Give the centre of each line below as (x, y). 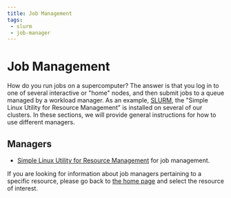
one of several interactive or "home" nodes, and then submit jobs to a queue (116, 93)
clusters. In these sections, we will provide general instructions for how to (112, 115)
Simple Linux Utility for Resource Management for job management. (113, 160)
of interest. (22, 188)
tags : (15, 20)
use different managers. (41, 122)
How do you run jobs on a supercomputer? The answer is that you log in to (113, 86)
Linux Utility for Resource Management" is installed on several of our (105, 108)
